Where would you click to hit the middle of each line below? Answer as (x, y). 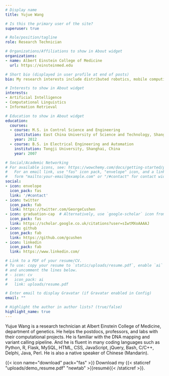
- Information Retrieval (31, 107)
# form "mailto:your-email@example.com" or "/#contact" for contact (81, 177)
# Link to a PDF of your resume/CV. (44, 261)
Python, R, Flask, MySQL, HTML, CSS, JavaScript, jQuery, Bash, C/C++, (80, 347)
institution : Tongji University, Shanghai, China (67, 149)
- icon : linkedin (23, 242)
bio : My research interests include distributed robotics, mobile (76, 79)
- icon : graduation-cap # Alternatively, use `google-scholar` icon (80, 214)
